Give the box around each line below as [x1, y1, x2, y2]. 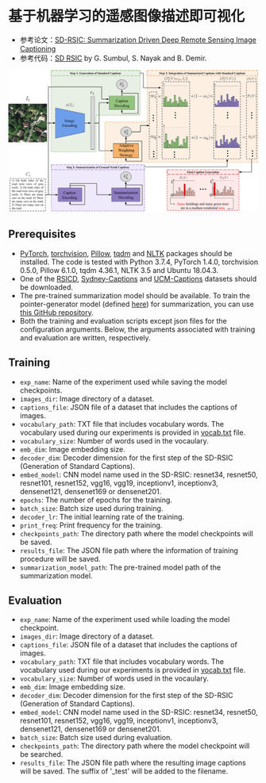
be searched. [19, 750, 64, 759]
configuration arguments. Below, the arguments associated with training [19, 324, 256, 334]
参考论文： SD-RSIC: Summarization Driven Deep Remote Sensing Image [19, 35, 256, 44]
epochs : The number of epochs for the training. [19, 495, 173, 505]
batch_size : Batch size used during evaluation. [19, 733, 172, 743]
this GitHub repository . [19, 307, 94, 317]
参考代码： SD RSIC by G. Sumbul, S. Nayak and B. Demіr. [19, 53, 207, 63]
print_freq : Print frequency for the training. [19, 520, 163, 530]
